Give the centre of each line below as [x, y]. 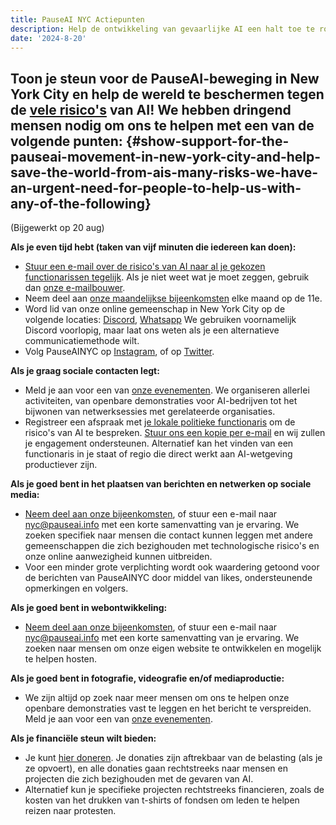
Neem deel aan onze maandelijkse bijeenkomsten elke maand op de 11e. [173, 298]
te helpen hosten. [61, 659]
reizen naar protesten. [70, 811]
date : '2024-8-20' [48, 38]
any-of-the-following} [81, 203]
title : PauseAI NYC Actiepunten [77, 19]
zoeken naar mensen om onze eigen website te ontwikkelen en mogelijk [173, 648]
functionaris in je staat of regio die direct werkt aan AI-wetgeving [158, 454]
